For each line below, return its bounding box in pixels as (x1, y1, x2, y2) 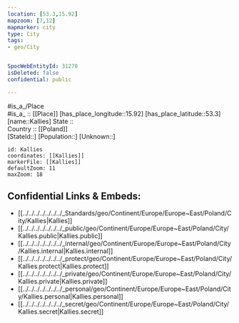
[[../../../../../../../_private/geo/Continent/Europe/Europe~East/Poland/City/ (17, 270, 232, 278)
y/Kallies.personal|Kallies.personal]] (17, 292, 123, 301)
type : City (7, 30, 40, 38)
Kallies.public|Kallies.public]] (17, 232, 103, 240)
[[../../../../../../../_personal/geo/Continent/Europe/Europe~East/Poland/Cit (17, 284, 231, 293)
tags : (7, 37, 24, 44)
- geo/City (7, 43, 40, 51)
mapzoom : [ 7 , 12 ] (7, 17, 56, 24)
